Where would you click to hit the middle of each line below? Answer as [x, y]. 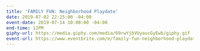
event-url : [20, 39]
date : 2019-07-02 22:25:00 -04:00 [49, 17]
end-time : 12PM [25, 28]
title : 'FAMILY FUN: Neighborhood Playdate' [62, 11]
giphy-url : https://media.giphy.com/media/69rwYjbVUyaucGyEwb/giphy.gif [98, 33]
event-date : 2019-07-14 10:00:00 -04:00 [57, 22]
